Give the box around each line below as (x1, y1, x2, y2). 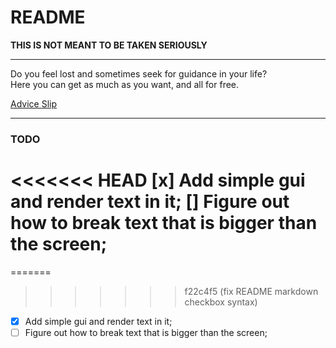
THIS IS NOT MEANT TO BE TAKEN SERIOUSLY (10, 39, 208, 51)
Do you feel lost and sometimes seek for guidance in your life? (10, 67, 268, 80)
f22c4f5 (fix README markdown (184, 285, 319, 297)
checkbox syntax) (184, 296, 258, 308)
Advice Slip (10, 97, 57, 110)
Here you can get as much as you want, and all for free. (10, 78, 240, 90)
